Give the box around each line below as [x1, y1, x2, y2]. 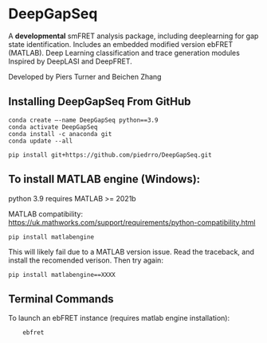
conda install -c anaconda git [8, 130, 112, 138]
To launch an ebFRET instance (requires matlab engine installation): [8, 314, 230, 323]
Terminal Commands [8, 292, 114, 306]
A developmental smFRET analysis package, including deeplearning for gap [8, 31, 259, 41]
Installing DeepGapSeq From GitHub [8, 95, 191, 108]
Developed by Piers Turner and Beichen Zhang [8, 72, 162, 81]
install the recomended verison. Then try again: [8, 255, 163, 265]
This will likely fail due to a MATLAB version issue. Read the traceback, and [8, 247, 255, 256]
